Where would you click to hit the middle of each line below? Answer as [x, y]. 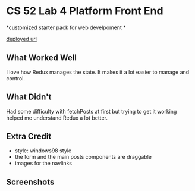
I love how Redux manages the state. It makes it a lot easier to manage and [98, 72]
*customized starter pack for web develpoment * [66, 27]
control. [16, 78]
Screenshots [30, 182]
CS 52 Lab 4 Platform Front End [85, 11]
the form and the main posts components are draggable [83, 157]
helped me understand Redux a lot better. [57, 118]
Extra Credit [29, 136]
